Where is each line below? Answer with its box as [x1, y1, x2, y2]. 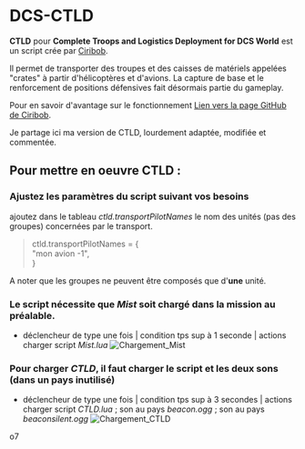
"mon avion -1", [31, 247, 90, 259]
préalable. [9, 309, 56, 322]
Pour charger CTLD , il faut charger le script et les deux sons [9, 362, 280, 374]
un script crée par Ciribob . [9, 45, 108, 55]
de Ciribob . [9, 109, 52, 120]
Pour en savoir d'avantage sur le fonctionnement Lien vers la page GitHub [9, 99, 287, 110]
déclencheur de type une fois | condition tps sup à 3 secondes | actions [22, 394, 293, 405]
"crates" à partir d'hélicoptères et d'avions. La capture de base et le [9, 72, 264, 83]
